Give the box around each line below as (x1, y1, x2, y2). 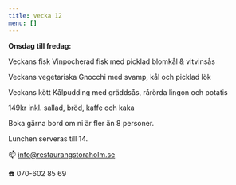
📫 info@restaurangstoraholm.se (8, 149, 116, 159)
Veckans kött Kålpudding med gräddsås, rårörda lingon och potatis (8, 87, 229, 96)
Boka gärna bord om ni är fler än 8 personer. (8, 118, 155, 128)
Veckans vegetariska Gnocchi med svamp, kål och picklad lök (8, 72, 211, 81)
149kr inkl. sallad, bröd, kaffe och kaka (8, 103, 135, 112)
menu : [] (8, 19, 37, 27)
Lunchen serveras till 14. (8, 133, 88, 144)
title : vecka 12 (8, 11, 62, 20)
